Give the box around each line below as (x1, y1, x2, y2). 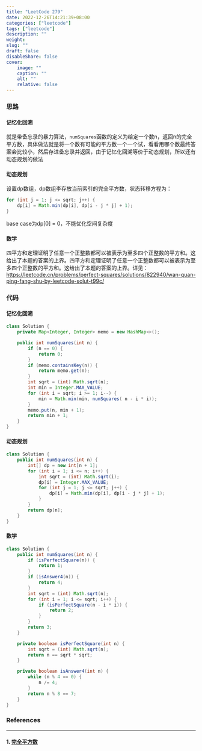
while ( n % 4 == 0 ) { (28, 674, 82, 680)
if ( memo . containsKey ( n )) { (28, 362, 98, 368)
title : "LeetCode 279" (6, 8, 63, 15)
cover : (6, 59, 23, 65)
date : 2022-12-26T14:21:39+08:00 (6, 14, 90, 20)
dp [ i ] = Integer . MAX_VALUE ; (38, 479, 109, 485)
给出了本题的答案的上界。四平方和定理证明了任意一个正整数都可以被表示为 (6, 257, 191, 264)
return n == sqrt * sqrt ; (28, 652, 93, 658)
